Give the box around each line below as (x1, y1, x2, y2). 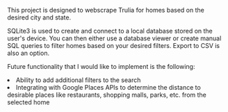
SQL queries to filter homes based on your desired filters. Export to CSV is (7, 42, 220, 49)
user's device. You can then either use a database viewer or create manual (7, 34, 222, 42)
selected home (7, 98, 50, 106)
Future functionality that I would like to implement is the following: (7, 63, 195, 70)
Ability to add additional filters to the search (16, 76, 141, 84)
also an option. (7, 49, 50, 57)
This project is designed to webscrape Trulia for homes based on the (7, 6, 205, 14)
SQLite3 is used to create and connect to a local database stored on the (7, 27, 213, 35)
